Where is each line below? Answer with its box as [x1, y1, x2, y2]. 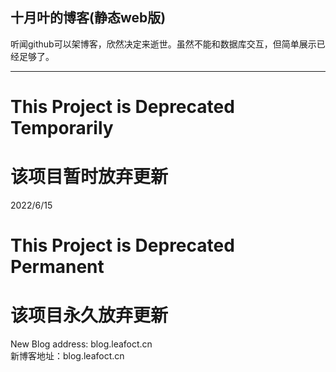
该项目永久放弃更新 [10, 304, 169, 327]
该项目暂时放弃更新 [10, 166, 169, 188]
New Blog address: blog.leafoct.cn [10, 338, 153, 350]
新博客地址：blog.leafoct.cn [10, 350, 125, 362]
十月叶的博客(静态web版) [10, 9, 167, 27]
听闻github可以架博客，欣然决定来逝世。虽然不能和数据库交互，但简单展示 [10, 38, 317, 50]
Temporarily [10, 117, 114, 139]
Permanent [10, 256, 105, 278]
